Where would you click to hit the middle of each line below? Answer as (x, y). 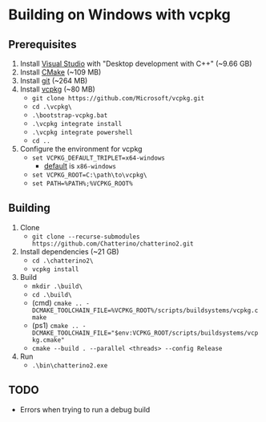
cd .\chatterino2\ (62, 261)
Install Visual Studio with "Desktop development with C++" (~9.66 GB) (136, 63)
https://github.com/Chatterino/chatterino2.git (113, 243)
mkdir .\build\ (57, 286)
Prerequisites (42, 45)
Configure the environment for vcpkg (81, 149)
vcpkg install (55, 269)
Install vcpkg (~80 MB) (58, 89)
